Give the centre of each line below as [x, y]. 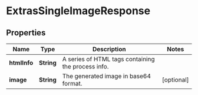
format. [72, 83]
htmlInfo [21, 63]
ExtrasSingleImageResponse [78, 11]
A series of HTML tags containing [108, 59]
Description [109, 49]
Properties [26, 33]
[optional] [175, 80]
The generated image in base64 [107, 76]
